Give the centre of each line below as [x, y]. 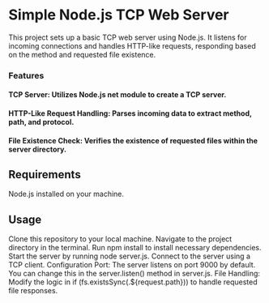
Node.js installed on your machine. [66, 194]
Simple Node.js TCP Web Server [119, 15]
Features [26, 75]
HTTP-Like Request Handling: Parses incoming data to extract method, [130, 113]
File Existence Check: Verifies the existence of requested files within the [133, 140]
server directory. [38, 149]
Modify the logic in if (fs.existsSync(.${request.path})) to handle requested [133, 282]
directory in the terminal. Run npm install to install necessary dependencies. [135, 248]
